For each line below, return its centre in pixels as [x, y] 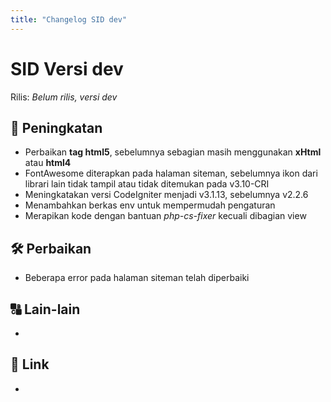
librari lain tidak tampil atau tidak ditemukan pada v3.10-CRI [147, 184]
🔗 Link [30, 364]
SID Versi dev [67, 68]
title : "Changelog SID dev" [69, 19]
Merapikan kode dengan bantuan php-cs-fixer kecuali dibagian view [165, 216]
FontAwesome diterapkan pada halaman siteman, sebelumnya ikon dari [171, 173]
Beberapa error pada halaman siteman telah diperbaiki [137, 278]
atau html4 [48, 163]
